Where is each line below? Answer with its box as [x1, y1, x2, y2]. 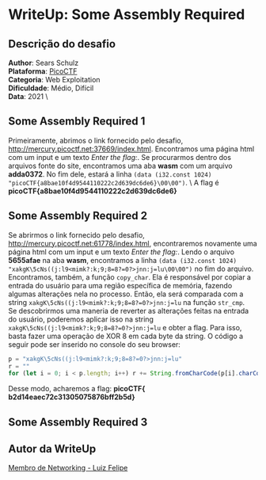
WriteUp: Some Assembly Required [8, 6, 245, 24]
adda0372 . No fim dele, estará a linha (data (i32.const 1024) [8, 169, 212, 179]
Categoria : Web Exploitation [8, 75, 101, 84]
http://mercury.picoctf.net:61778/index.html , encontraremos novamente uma [8, 238, 257, 248]
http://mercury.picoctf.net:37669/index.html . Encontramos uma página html [8, 144, 255, 154]
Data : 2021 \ [8, 92, 49, 101]
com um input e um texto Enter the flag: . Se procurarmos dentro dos [8, 152, 232, 162]
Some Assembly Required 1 [8, 115, 146, 128]
